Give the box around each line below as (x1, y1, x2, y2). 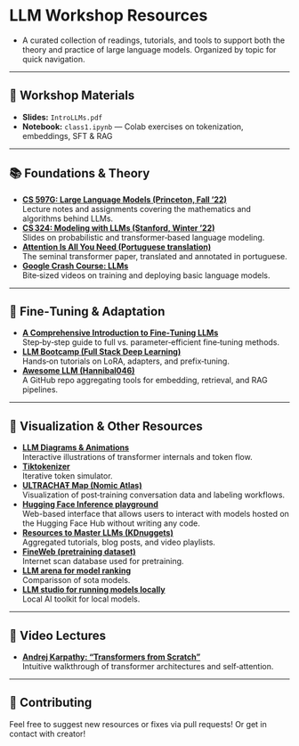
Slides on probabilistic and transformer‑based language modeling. (21, 232, 265, 242)
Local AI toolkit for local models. (21, 594, 141, 604)
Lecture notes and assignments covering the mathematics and (21, 203, 252, 214)
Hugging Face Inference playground (21, 499, 158, 510)
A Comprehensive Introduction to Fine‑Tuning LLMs (21, 327, 219, 339)
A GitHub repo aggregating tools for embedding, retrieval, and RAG (21, 375, 269, 386)
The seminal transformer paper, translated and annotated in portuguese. (21, 250, 287, 261)
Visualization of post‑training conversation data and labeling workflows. (21, 489, 286, 500)
